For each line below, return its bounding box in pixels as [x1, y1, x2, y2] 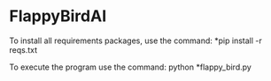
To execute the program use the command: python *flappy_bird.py [9, 62, 252, 72]
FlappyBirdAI [9, 6, 107, 26]
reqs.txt [9, 44, 38, 55]
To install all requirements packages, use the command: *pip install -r [9, 35, 263, 46]
